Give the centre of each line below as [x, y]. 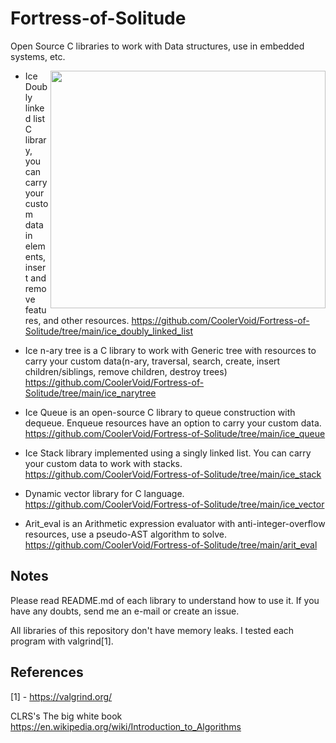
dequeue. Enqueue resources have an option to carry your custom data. [173, 423]
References [47, 672]
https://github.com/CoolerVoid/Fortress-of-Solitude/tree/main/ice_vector [174, 504]
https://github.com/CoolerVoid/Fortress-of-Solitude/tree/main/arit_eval [171, 544]
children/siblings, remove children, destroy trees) [126, 371]
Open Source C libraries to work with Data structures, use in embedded [157, 46]
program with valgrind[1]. [62, 641]
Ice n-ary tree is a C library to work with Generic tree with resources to [170, 350]
